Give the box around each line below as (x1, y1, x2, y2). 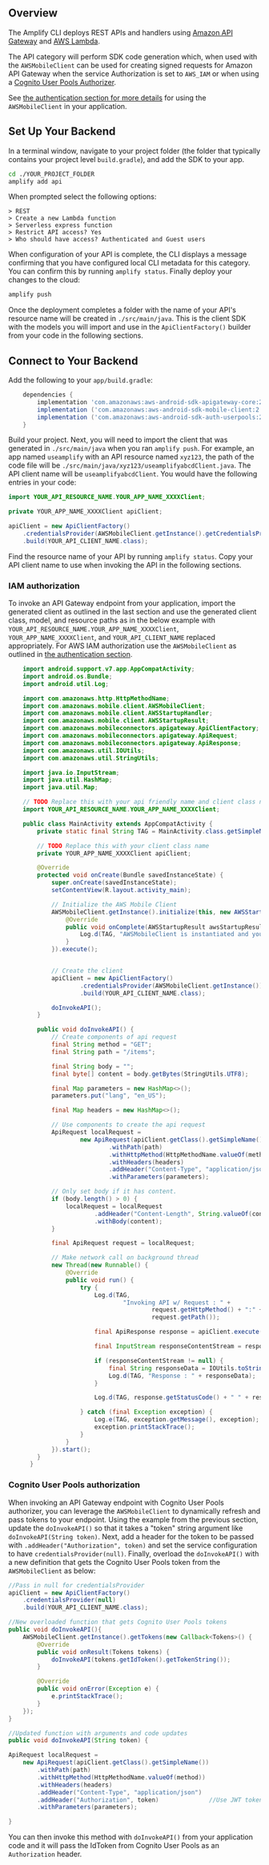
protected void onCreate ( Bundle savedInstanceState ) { (37, 871, 224, 879)
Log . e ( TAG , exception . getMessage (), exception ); (94, 1416, 260, 1424)
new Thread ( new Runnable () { (50, 1261, 149, 1270)
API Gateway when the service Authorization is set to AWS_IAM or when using (8, 68, 259, 79)
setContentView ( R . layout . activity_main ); (50, 886, 192, 894)
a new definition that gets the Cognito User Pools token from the (8, 1557, 221, 1567)
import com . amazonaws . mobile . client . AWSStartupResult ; (22, 717, 210, 725)
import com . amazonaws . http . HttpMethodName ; (22, 694, 171, 703)
